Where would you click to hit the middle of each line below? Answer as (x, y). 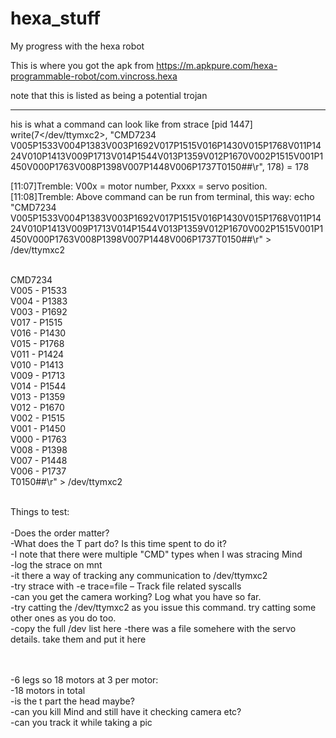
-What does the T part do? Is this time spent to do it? (118, 543)
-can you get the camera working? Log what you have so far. (136, 596)
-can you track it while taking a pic (81, 722)
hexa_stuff (55, 18)
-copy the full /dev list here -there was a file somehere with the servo (153, 628)
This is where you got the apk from (82, 65)
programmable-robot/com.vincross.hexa (94, 76)
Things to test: (40, 511)
